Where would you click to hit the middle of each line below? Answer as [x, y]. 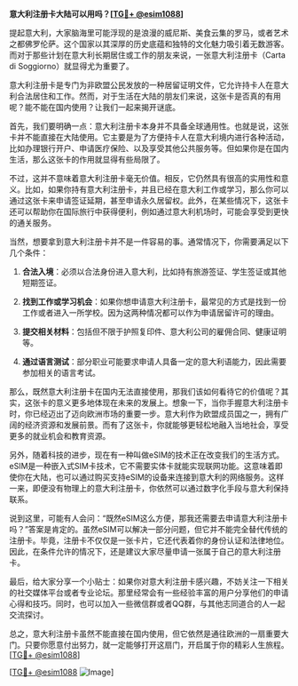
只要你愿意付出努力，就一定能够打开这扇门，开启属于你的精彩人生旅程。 [157, 645]
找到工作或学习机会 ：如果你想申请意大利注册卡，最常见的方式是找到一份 [154, 302]
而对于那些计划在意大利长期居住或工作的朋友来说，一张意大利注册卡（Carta [148, 55]
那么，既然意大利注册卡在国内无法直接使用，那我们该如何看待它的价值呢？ [145, 391]
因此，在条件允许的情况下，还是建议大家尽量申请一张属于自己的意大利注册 [145, 551]
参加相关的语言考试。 [61, 373]
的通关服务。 [32, 223]
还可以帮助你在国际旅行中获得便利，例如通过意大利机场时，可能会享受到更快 [149, 211]
